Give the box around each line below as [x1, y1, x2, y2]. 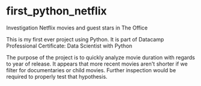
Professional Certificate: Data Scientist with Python [6, 42, 133, 49]
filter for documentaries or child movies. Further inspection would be [6, 66, 176, 73]
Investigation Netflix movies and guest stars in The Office [6, 24, 148, 31]
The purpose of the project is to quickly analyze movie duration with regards [6, 54, 195, 61]
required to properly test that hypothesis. [6, 73, 108, 80]
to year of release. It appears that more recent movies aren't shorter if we [6, 60, 188, 67]
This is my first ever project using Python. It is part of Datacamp [6, 35, 164, 43]
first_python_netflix [6, 4, 107, 18]
